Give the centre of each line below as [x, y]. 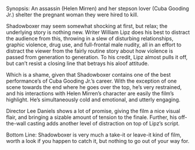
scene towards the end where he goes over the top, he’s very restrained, [94, 87]
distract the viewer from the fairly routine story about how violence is [90, 51]
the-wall [16, 123]
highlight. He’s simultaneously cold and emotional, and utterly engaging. [93, 100]
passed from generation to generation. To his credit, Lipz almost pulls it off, [97, 57]
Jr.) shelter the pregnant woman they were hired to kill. [72, 15]
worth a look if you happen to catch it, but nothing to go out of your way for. [98, 141]
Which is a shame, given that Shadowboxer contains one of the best [89, 75]
